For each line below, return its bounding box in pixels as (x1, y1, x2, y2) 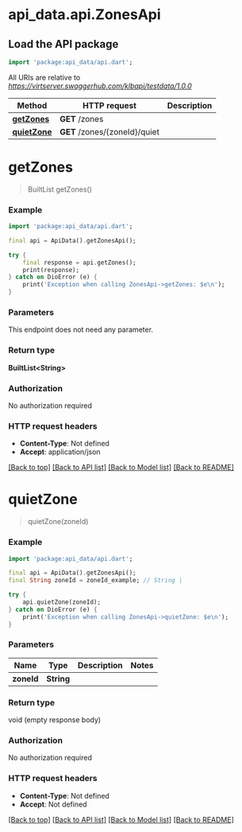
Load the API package (8, 37, 119, 51)
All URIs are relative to (8, 72, 81, 82)
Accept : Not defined (19, 799, 87, 809)
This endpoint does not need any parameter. (8, 325, 153, 335)
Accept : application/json (19, 447, 101, 457)
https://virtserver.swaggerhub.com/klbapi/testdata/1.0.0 (8, 81, 192, 91)
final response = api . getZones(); (22, 259, 136, 266)
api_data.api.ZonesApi (8, 6, 161, 24)
